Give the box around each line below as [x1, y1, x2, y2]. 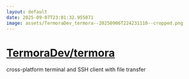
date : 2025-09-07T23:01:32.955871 [6, 14, 94, 21]
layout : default [6, 8, 47, 15]
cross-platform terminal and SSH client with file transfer [6, 66, 146, 73]
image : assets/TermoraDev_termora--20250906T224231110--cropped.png [6, 20, 184, 26]
